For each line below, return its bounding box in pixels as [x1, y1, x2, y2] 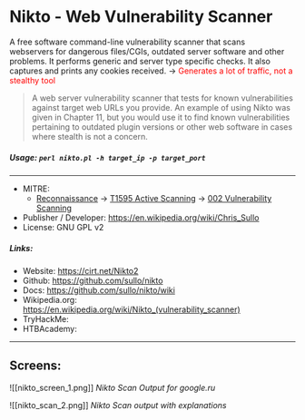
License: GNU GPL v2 [22, 221, 104, 232]
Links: [9, 242, 34, 253]
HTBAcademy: [22, 323, 77, 334]
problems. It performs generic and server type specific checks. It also [9, 55, 271, 66]
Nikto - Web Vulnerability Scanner [9, 6, 273, 27]
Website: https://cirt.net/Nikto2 [22, 265, 139, 276]
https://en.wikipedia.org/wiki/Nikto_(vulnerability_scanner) [22, 304, 241, 315]
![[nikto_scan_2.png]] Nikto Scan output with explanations [9, 399, 227, 410]
